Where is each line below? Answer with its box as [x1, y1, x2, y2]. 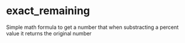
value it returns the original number [6, 29, 92, 37]
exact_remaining [6, 4, 90, 18]
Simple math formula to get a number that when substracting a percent [6, 24, 179, 31]
